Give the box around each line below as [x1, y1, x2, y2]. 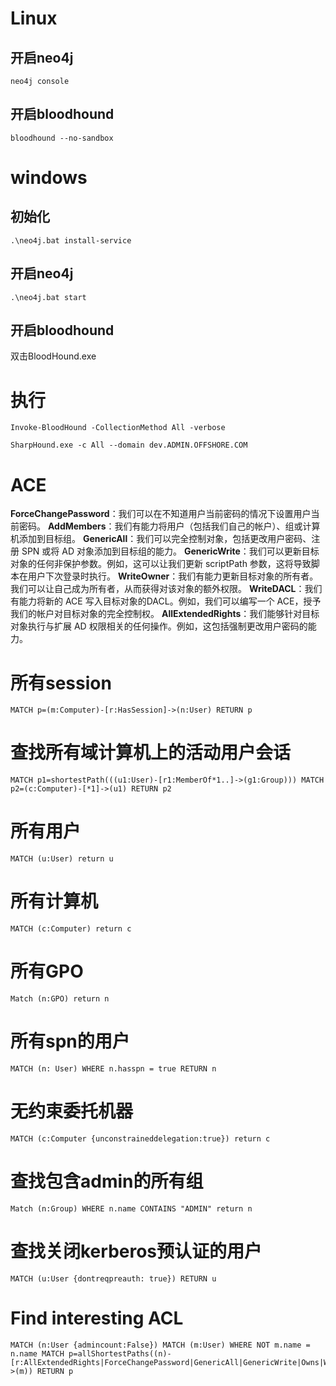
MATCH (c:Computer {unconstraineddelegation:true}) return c [10, 1133, 271, 1144]
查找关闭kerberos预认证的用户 [10, 1240, 263, 1262]
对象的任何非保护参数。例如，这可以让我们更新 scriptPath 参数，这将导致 [10, 558, 312, 570]
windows [10, 167, 88, 189]
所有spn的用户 [10, 1030, 130, 1053]
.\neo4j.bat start [10, 292, 87, 302]
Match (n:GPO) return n [10, 994, 110, 1004]
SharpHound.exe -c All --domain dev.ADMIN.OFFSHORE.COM [10, 440, 248, 451]
